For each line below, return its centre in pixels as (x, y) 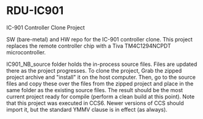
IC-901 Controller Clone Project (46, 27)
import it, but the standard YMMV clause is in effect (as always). (87, 109)
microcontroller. (26, 52)
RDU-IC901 (35, 11)
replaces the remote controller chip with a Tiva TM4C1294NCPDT (89, 46)
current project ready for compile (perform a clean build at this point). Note (101, 96)
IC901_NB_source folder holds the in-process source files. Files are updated (102, 64)
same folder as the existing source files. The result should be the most (94, 90)
